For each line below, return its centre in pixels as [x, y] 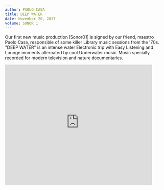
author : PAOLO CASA [25, 10]
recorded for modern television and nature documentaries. [64, 58]
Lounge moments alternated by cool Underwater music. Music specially [78, 53]
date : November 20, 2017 [30, 19]
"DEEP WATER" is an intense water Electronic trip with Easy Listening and [79, 47]
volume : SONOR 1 [22, 23]
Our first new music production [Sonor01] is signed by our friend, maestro [80, 37]
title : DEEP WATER [24, 14]
